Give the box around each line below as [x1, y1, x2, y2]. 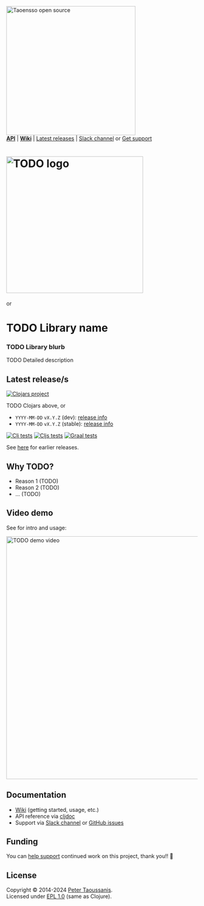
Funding [6, 837, 38, 847]
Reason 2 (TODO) [15, 484, 59, 491]
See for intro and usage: [6, 524, 67, 531]
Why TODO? [6, 462, 54, 472]
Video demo [6, 508, 53, 519]
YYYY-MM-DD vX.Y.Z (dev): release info [15, 414, 107, 421]
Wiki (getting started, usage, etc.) [15, 806, 99, 813]
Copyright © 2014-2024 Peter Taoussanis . [6, 887, 113, 894]
